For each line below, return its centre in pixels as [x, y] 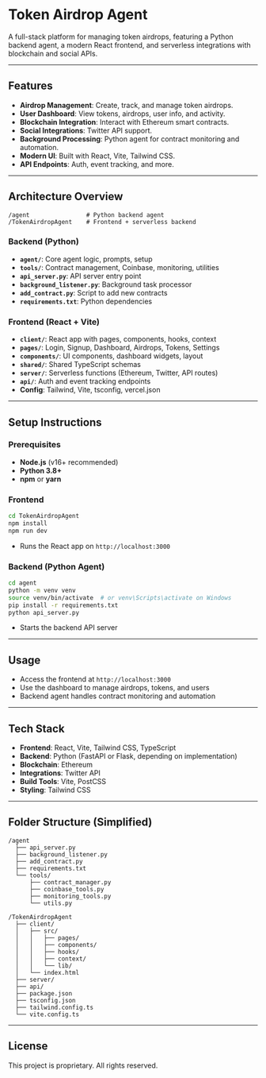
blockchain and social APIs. [53, 53]
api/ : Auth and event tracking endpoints [85, 381]
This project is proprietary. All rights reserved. [83, 1065]
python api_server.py [44, 612]
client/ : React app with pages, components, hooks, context [118, 339]
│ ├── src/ [37, 931]
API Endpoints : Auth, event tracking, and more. [97, 164]
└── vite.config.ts [47, 1014]
